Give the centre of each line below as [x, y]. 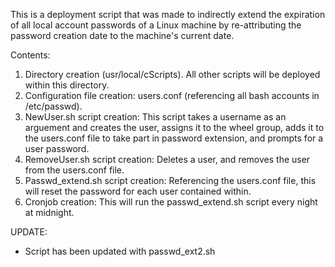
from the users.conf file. [74, 170]
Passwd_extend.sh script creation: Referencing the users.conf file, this [170, 180]
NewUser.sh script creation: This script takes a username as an [155, 117]
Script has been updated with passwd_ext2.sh [120, 251]
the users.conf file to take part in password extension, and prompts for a [174, 138]
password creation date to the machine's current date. [122, 35]
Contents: [30, 55]
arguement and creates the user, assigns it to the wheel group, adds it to [174, 127]
